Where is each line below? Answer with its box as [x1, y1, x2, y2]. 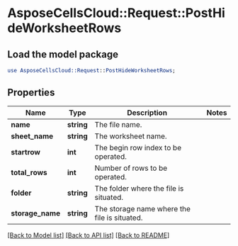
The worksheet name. [94, 131, 168, 141]
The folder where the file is [94, 183, 184, 193]
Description [127, 108, 168, 118]
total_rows [11, 167, 47, 177]
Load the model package [7, 48, 119, 60]
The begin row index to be [94, 142, 182, 152]
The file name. [94, 119, 142, 129]
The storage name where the [94, 203, 191, 213]
